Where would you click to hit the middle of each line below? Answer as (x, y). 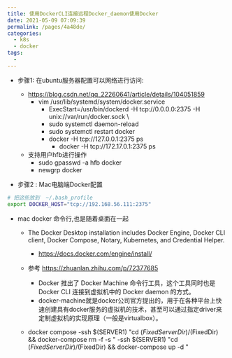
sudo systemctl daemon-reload (94, 124)
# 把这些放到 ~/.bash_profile (50, 198)
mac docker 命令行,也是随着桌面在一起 (73, 219)
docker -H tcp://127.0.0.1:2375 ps (96, 139)
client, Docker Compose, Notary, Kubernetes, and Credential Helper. (126, 240)
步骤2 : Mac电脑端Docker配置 (60, 184)
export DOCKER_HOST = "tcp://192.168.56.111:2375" (79, 204)
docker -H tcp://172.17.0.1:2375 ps (107, 146)
